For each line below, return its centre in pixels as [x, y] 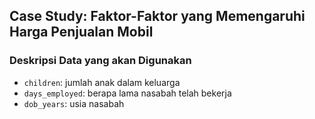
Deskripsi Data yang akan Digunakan [100, 61]
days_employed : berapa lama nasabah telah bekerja [127, 93]
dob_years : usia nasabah [74, 103]
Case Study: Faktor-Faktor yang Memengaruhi [157, 16]
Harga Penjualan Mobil [81, 32]
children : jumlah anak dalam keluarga [102, 82]
